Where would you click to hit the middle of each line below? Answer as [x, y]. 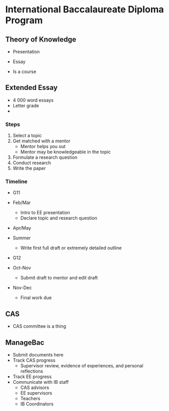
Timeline [16, 182]
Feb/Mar [22, 203]
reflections [32, 371]
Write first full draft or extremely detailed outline [71, 248]
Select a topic [27, 136]
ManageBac [25, 342]
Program [24, 20]
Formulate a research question [45, 157]
